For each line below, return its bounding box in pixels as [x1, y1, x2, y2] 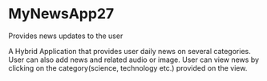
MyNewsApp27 [8, 5, 115, 23]
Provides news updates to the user [8, 31, 123, 40]
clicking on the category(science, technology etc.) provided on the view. [8, 63, 248, 72]
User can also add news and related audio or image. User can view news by [8, 55, 259, 64]
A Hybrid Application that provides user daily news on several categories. [8, 46, 251, 56]
